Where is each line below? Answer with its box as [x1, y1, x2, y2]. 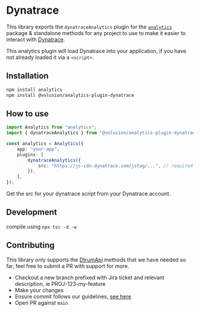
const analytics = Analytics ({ [6, 141, 84, 147]
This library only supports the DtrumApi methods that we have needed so [6, 256, 186, 263]
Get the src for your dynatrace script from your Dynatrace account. [6, 190, 171, 197]
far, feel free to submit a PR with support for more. [6, 262, 130, 269]
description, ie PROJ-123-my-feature [14, 280, 106, 287]
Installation [6, 71, 49, 81]
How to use [6, 108, 49, 119]
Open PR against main [14, 299, 68, 306]
